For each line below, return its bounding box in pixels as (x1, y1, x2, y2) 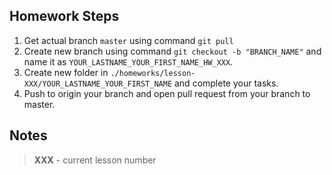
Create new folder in (23, 66, 109, 78)
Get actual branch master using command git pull (23, 34, 234, 46)
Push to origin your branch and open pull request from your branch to (23, 87, 311, 99)
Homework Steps (9, 8, 120, 25)
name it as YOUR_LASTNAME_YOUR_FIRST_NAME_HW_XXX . (23, 55, 234, 68)
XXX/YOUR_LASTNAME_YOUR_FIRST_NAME (23, 79, 173, 89)
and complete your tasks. (173, 77, 279, 89)
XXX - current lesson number (33, 154, 157, 166)
